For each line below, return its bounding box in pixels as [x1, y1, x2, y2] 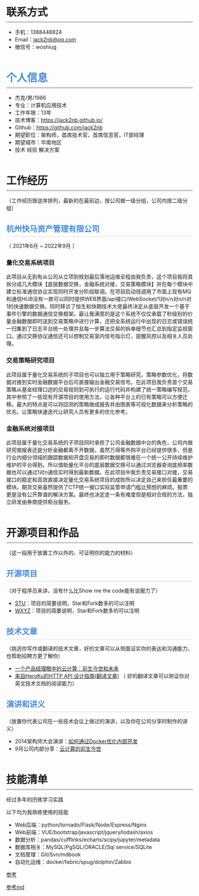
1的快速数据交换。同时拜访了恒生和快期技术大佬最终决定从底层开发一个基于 [6, 303, 190, 310]
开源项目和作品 [6, 526, 79, 539]
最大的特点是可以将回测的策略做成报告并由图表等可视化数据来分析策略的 [16, 400, 193, 408]
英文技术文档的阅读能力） [14, 679, 78, 687]
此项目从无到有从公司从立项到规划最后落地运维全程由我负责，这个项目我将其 [6, 273, 193, 280]
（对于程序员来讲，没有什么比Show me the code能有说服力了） [6, 587, 161, 594]
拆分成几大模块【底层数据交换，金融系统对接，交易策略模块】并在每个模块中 [6, 281, 193, 288]
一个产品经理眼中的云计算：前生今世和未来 [14, 664, 119, 672]
